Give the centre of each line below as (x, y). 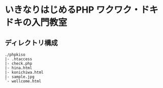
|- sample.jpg (20, 77)
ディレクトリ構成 (31, 43)
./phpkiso (15, 55)
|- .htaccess (19, 59)
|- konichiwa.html (24, 72)
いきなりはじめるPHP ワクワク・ (73, 10)
